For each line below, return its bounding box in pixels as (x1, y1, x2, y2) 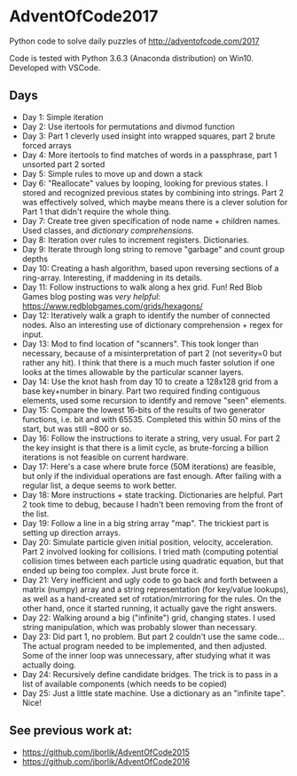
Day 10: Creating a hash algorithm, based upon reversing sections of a (21, 262, 279, 273)
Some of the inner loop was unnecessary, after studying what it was (21, 650, 271, 660)
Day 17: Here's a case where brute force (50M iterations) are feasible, (21, 460, 277, 472)
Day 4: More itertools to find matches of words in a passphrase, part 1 (21, 149, 277, 160)
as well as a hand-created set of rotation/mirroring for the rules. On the (21, 593, 282, 604)
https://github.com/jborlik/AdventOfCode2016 (21, 756, 191, 766)
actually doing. (21, 660, 77, 670)
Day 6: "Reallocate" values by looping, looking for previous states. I (21, 178, 269, 188)
